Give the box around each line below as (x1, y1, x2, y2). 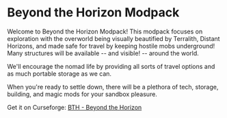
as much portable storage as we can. (7, 70, 111, 78)
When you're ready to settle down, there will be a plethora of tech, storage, (7, 83, 219, 91)
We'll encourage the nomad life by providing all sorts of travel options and (7, 62, 215, 70)
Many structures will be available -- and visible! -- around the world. (7, 49, 200, 57)
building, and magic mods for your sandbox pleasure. (7, 90, 157, 98)
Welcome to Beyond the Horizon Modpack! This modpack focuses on (7, 27, 203, 35)
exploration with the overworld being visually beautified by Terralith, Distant (7, 34, 220, 42)
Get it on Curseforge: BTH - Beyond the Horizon (7, 103, 142, 111)
